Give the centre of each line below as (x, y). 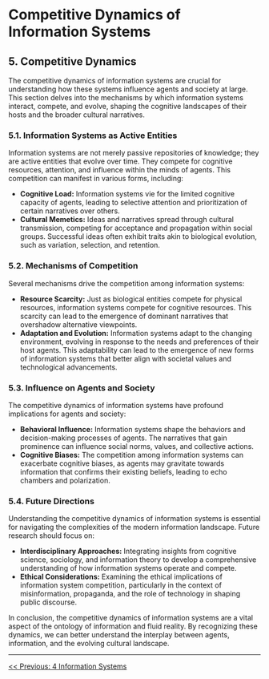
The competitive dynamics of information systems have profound (116, 405)
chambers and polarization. (65, 480)
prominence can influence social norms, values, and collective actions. (137, 446)
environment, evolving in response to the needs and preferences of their (139, 342)
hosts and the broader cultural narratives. (77, 115)
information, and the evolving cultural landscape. (89, 644)
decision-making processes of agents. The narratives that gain (124, 438)
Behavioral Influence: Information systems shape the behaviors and (132, 429)
